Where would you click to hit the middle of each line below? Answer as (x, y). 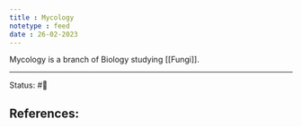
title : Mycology (42, 17)
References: (44, 113)
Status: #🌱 (28, 85)
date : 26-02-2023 (44, 34)
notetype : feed (40, 26)
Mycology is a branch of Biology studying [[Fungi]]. (104, 60)
